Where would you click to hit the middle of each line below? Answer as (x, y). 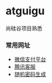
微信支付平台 (30, 59)
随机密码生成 (30, 74)
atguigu (25, 11)
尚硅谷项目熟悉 (24, 28)
